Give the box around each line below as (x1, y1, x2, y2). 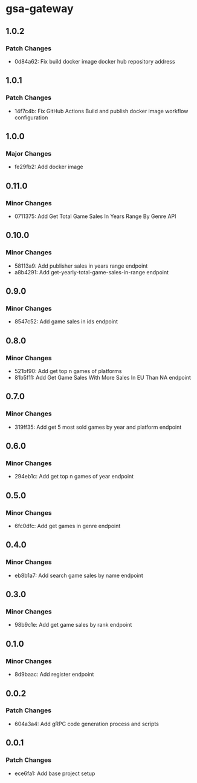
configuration (14, 114, 48, 121)
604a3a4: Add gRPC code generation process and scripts (14, 720, 160, 727)
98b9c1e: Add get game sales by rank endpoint (14, 621, 132, 629)
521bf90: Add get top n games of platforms (14, 368, 122, 374)
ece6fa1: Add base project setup (14, 770, 95, 777)
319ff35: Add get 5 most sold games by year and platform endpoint (14, 423, 182, 431)
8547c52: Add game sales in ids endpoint (14, 318, 118, 325)
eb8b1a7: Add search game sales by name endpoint (14, 572, 143, 579)
